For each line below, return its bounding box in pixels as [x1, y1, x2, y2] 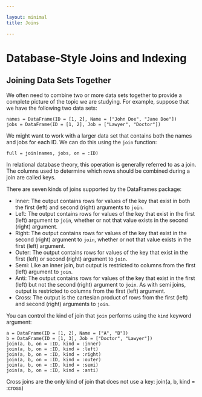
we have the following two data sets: [6, 104, 98, 112]
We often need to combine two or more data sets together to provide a [6, 92, 183, 99]
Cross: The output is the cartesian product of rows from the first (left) [15, 293, 189, 301]
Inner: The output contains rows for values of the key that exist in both [15, 197, 191, 204]
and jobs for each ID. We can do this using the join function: [6, 138, 157, 145]
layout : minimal [6, 14, 47, 20]
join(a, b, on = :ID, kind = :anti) [6, 367, 99, 373]
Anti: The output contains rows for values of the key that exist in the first [15, 274, 195, 282]
